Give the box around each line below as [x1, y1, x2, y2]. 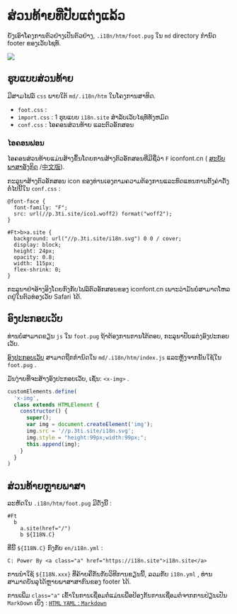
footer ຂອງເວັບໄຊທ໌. [7, 38, 62, 47]
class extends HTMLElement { [13, 401, 100, 408]
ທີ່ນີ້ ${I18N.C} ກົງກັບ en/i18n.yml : [7, 544, 103, 552]
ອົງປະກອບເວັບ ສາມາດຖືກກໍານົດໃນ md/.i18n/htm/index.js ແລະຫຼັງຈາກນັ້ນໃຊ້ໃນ [7, 352, 221, 362]
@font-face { [7, 198, 46, 206]
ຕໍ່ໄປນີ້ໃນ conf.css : [7, 184, 61, 193]
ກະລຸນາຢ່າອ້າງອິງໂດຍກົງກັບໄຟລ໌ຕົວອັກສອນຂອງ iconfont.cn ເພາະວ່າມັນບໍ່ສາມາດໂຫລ [7, 285, 231, 294]
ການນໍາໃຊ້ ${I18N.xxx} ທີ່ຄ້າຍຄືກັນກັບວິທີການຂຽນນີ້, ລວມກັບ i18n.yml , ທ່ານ [7, 570, 213, 579]
